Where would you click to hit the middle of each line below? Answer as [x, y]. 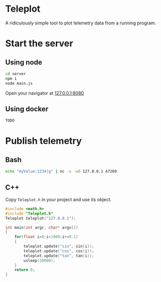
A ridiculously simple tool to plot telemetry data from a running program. [81, 23]
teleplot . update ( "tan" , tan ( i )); [59, 256]
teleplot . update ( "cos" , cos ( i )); [59, 251]
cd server [16, 74]
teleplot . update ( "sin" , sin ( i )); [59, 246]
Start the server [39, 43]
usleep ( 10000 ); [40, 260]
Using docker [27, 109]
